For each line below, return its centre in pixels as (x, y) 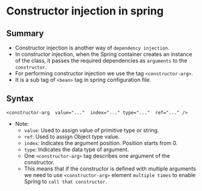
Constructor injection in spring (85, 11)
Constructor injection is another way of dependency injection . (92, 48)
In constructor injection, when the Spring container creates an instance (103, 54)
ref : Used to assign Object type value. (72, 136)
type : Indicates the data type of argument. (76, 149)
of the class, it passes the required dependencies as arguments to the (101, 61)
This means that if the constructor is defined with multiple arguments (110, 168)
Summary (25, 33)
